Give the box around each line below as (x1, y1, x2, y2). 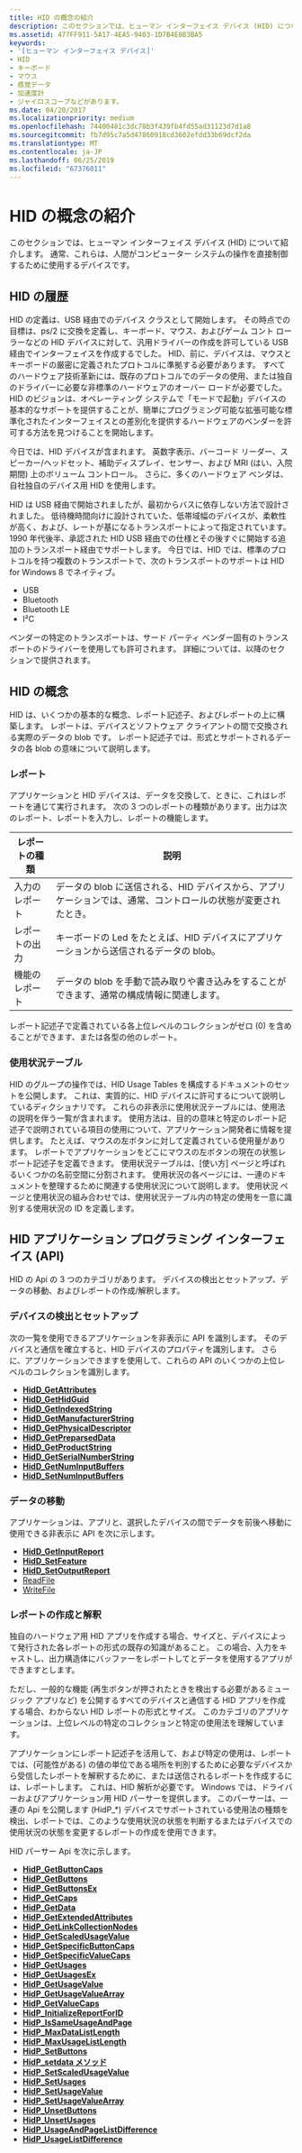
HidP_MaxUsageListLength (22, 2037, 128, 2048)
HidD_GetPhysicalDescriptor (22, 1422, 132, 1434)
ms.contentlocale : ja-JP (9, 147, 102, 156)
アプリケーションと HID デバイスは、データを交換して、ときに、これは (9, 790, 271, 801)
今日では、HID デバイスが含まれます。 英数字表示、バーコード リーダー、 (9, 446, 281, 457)
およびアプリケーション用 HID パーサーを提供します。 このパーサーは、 (16, 1793, 280, 1804)
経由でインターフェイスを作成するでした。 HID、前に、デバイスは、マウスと (9, 348, 292, 359)
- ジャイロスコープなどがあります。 (9, 96, 124, 106)
